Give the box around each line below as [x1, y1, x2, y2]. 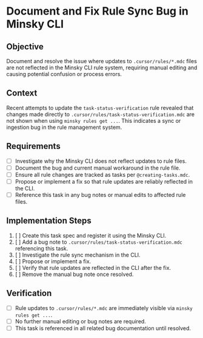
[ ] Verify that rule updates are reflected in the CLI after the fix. [15, 264, 171, 271]
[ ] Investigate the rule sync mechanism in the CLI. [15, 251, 141, 258]
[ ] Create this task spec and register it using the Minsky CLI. [15, 232, 167, 239]
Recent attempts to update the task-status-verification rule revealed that [6, 104, 194, 111]
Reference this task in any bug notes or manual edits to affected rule [15, 191, 186, 198]
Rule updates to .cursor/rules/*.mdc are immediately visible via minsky [15, 304, 193, 311]
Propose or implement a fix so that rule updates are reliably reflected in [15, 178, 193, 185]
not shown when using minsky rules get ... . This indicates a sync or [6, 117, 181, 124]
